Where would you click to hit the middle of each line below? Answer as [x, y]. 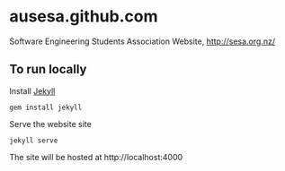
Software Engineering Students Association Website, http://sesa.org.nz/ [142, 41]
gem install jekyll [46, 107]
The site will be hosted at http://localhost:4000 [96, 157]
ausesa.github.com [84, 17]
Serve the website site [50, 124]
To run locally [48, 69]
